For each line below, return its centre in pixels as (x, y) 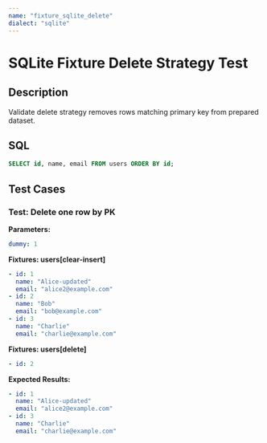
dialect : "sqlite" (39, 23)
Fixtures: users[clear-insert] (57, 259)
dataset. (22, 120)
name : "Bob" (36, 304)
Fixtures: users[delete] (47, 349)
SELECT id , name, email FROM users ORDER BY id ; (91, 164)
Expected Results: (39, 379)
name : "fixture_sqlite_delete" (61, 16)
